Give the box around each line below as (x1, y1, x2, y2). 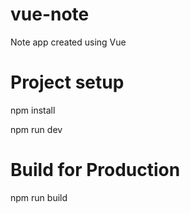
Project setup (10, 71, 125, 94)
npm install (10, 104, 56, 116)
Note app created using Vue (10, 36, 127, 48)
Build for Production (10, 159, 181, 182)
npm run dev (10, 123, 63, 135)
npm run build (10, 191, 68, 203)
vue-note (10, 3, 90, 26)
